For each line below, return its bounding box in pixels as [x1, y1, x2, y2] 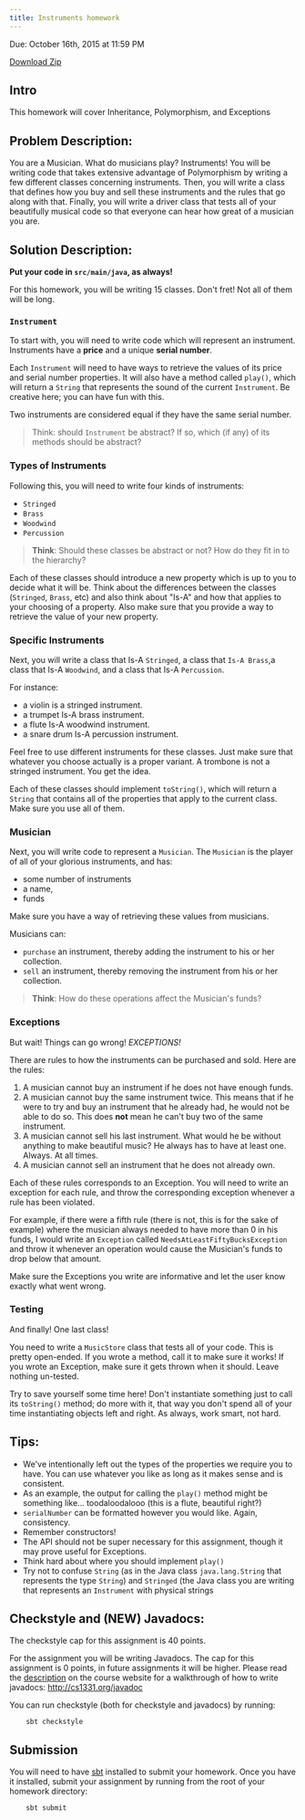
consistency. [22, 1517, 71, 1528]
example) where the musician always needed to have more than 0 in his [9, 1224, 279, 1235]
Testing [9, 1303, 44, 1316]
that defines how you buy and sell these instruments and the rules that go [9, 186, 286, 197]
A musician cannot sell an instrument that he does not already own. [22, 1159, 276, 1170]
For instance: [9, 681, 59, 692]
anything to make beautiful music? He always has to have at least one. [22, 1140, 287, 1151]
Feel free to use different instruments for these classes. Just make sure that [9, 746, 293, 757]
